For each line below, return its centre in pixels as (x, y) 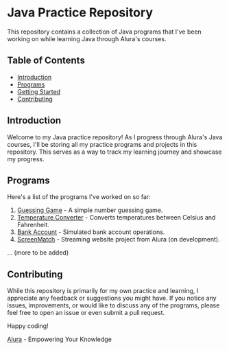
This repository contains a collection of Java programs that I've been (105, 32)
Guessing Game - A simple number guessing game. (90, 210)
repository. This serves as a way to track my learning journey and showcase (114, 152)
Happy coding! (28, 326)
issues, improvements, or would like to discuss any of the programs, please (113, 305)
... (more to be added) (38, 253)
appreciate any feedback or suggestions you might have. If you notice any (112, 298)
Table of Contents (46, 61)
